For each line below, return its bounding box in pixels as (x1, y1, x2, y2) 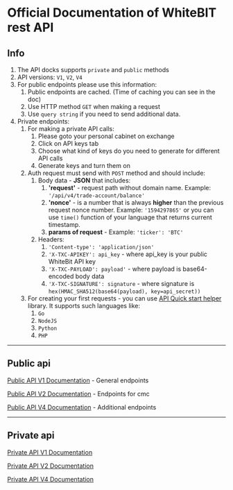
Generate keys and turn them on (37, 162, 130, 169)
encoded (48, 272, 74, 280)
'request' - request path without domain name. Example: (48, 184, 212, 192)
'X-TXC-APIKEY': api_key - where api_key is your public (48, 250, 208, 258)
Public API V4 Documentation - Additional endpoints (7, 403, 157, 411)
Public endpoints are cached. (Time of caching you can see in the (27, 88, 216, 96)
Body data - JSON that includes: (37, 176, 131, 185)
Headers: (37, 235, 64, 244)
